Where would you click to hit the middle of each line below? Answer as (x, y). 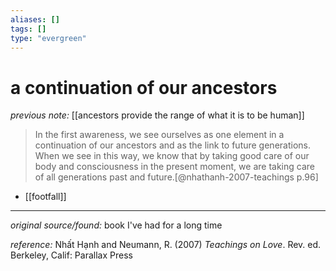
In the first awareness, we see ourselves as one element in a (159, 135)
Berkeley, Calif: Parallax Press (71, 255)
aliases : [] (35, 19)
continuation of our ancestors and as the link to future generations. (172, 145)
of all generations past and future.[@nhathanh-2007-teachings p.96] (176, 177)
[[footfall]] (45, 197)
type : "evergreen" (48, 38)
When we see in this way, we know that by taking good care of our (172, 156)
